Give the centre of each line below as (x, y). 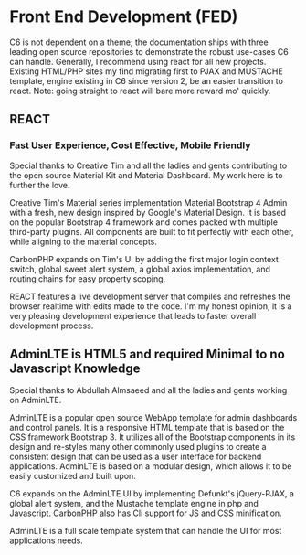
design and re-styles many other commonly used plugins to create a (138, 447)
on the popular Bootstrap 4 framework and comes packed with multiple (144, 222)
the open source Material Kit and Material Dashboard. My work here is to (146, 175)
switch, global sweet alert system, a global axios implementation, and (140, 269)
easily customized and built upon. (73, 476)
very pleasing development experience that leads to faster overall (133, 315)
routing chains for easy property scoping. (88, 278)
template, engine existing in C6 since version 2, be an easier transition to (146, 80)
